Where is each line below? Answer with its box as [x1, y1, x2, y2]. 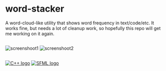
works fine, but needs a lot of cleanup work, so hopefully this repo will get [5, 25, 161, 31]
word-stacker [5, 3, 65, 15]
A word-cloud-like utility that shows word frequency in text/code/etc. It [5, 20, 154, 26]
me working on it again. [5, 30, 54, 37]
